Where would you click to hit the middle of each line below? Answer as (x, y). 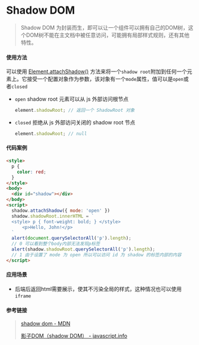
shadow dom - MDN (45, 324)
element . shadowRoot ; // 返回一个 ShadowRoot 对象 (75, 111)
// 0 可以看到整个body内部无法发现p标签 (56, 244)
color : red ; (31, 172)
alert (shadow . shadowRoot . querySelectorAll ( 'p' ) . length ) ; (83, 250)
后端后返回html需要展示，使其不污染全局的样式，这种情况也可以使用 (98, 288)
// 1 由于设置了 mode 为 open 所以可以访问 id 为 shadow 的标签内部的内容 (97, 255)
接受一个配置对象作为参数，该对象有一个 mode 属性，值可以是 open (105, 79)
